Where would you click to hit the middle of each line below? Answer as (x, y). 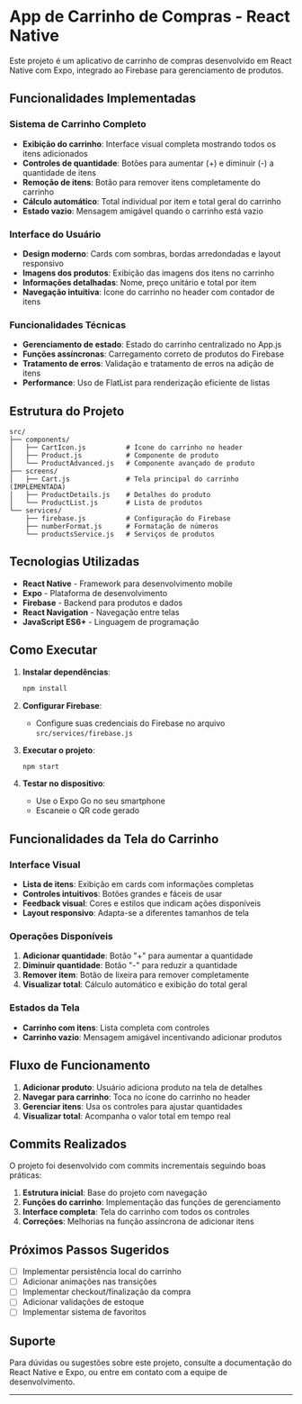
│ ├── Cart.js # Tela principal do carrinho (124, 479)
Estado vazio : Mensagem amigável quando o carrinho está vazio (142, 211)
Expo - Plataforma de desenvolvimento (95, 593)
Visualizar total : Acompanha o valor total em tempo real (126, 1116)
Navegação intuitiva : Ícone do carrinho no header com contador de (148, 292)
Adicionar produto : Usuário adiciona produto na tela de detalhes (142, 1087)
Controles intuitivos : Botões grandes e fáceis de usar (122, 894)
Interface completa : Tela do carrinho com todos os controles (136, 1212)
